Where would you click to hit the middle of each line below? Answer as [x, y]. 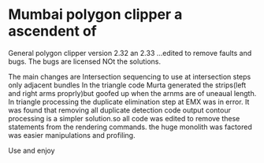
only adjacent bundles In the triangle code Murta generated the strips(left [127, 85]
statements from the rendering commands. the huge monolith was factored [130, 127]
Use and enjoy [32, 150]
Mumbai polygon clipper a [95, 15]
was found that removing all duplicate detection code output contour [119, 110]
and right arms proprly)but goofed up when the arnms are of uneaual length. [132, 93]
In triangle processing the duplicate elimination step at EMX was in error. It [129, 102]
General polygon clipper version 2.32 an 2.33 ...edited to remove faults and [130, 53]
